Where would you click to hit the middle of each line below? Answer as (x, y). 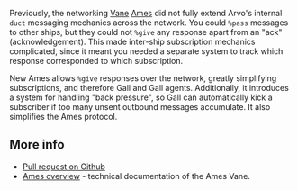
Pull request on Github (64, 167)
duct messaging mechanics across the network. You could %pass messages (149, 23)
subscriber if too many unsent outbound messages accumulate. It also (140, 107)
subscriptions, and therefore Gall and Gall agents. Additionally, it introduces (149, 88)
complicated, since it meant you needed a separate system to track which (146, 51)
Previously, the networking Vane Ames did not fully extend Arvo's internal (146, 13)
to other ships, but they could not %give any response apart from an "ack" (146, 32)
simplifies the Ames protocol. (63, 117)
